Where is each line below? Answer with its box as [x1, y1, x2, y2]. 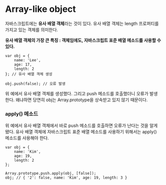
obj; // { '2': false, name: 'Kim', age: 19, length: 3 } [5, 175, 127, 181]
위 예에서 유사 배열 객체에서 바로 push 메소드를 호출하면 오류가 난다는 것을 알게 [5, 123, 158, 128]
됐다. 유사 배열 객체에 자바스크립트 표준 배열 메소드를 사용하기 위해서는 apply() [5, 129, 157, 135]
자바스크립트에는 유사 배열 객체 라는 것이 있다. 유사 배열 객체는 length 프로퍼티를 [5, 20, 159, 26]
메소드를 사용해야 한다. [5, 135, 49, 141]
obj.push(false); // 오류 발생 [5, 81, 66, 86]
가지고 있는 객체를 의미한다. [5, 26, 58, 33]
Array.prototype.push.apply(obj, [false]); [5, 171, 97, 176]
